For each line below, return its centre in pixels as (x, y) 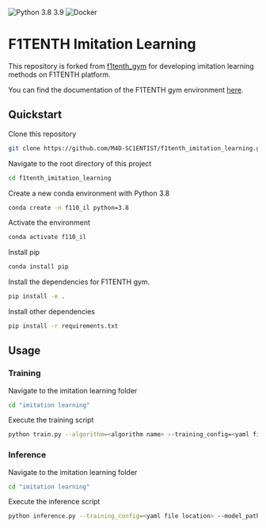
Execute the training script (51, 420)
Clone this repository (42, 134)
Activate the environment (49, 222)
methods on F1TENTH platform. (59, 74)
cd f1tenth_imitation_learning (60, 178)
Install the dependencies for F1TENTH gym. (79, 282)
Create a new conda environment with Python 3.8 (89, 193)
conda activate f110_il (47, 237)
